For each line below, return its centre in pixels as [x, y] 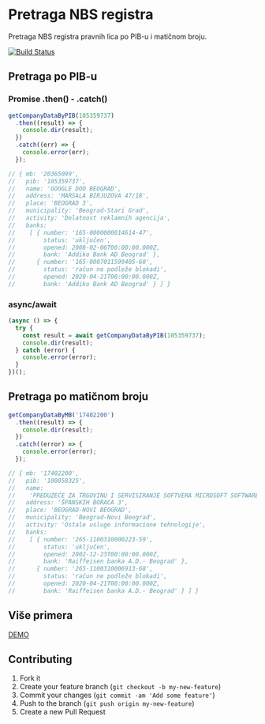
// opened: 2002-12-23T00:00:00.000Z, [84, 554]
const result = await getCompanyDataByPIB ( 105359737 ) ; [114, 335]
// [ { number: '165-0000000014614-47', [81, 232]
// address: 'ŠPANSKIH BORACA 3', [68, 503]
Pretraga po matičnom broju [78, 397]
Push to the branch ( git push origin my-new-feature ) [107, 703]
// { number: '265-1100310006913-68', [81, 569]
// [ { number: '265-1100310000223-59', [81, 539]
